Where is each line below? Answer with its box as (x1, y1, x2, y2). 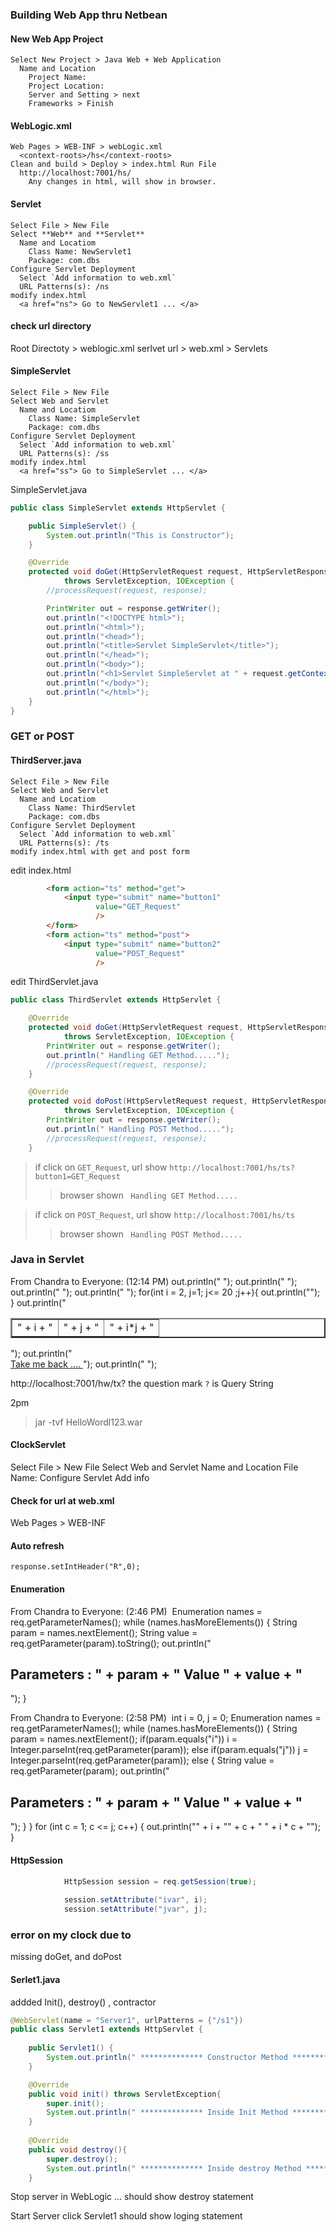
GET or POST (10, 729, 75, 743)
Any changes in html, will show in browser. (28, 177, 217, 187)
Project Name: (28, 73, 87, 83)
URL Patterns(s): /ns (19, 281, 110, 292)
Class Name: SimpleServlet (28, 413, 141, 423)
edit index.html (10, 864, 72, 876)
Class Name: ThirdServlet (28, 803, 137, 813)
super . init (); (46, 2098, 105, 2108)
